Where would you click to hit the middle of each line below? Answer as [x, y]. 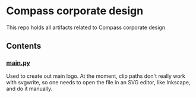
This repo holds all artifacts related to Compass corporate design [86, 27]
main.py [18, 63]
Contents [24, 46]
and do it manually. [29, 88]
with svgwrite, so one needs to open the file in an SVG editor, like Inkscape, [98, 82]
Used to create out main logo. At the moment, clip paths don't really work [96, 76]
